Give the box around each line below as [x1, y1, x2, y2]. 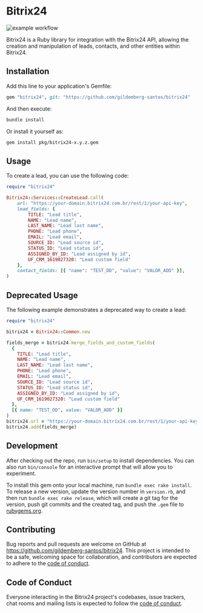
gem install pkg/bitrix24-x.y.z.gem [6, 139, 98, 146]
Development [6, 441, 59, 451]
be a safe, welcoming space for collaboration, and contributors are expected [6, 553, 197, 560]
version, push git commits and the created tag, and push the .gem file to [6, 501, 184, 508]
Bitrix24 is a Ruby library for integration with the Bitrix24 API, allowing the [6, 36, 189, 43]
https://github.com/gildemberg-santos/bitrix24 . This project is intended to [6, 547, 190, 554]
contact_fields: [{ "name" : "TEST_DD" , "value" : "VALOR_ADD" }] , [17, 268, 185, 274]
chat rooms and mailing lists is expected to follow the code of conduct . [6, 600, 182, 607]
